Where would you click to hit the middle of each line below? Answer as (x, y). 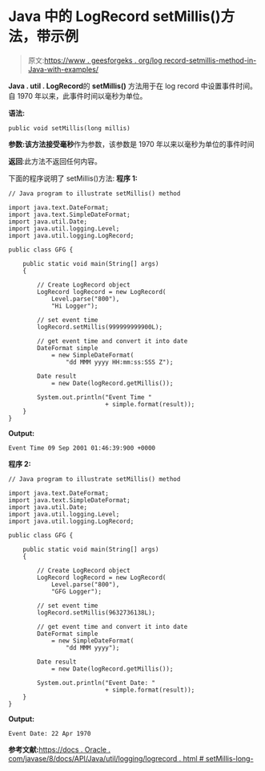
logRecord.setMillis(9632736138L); (96, 612)
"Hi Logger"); (74, 306)
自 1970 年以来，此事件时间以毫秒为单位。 (78, 96)
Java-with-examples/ (63, 69)
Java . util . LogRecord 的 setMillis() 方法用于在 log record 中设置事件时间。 (133, 86)
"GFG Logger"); (76, 591)
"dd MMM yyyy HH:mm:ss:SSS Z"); (119, 362)
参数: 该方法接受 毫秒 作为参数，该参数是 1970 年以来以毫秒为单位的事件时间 (131, 144)
